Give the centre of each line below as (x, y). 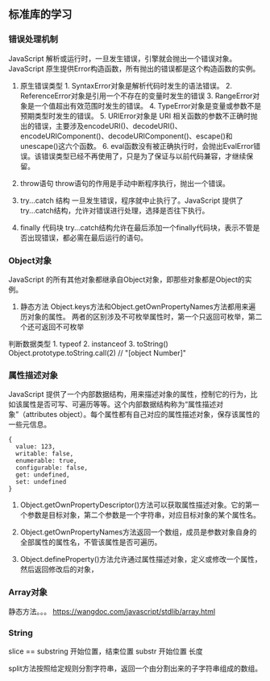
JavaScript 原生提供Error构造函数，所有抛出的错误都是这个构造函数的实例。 (134, 68)
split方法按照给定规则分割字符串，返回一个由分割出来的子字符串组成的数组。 (135, 668)
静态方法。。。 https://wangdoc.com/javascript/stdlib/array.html (112, 611)
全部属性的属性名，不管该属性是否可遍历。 (91, 543)
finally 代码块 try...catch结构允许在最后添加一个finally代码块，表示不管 (136, 227)
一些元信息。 (29, 424)
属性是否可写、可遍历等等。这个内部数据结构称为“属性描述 (119, 404)
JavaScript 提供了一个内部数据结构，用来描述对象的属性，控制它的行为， (130, 394)
